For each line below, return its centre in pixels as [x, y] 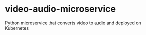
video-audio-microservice [61, 9]
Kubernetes [17, 28]
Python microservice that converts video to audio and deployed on [73, 23]
